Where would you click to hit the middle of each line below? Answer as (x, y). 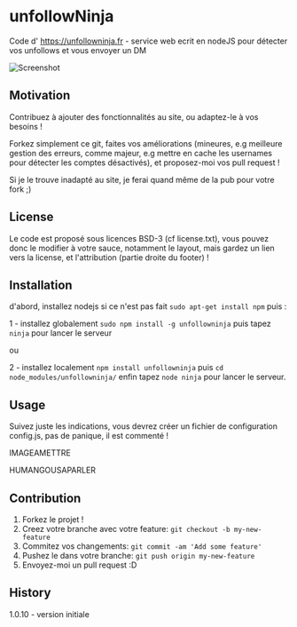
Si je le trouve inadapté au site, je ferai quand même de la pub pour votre (142, 179)
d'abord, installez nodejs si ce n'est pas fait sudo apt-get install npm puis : (148, 306)
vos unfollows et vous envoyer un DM (78, 50)
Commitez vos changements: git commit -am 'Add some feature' (142, 546)
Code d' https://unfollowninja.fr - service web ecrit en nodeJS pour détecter (148, 41)
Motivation (40, 95)
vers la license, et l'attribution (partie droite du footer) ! (109, 257)
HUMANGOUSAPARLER (52, 470)
